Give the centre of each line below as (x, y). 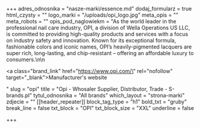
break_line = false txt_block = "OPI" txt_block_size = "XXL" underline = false (100, 108)
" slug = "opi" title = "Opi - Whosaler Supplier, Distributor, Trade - (87, 89)
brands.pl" (19, 95)
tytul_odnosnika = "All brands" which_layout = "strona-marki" (109, 95)
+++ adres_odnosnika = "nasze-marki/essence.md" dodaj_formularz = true (99, 9)
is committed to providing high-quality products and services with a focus (97, 34)
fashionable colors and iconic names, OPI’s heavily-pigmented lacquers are (99, 47)
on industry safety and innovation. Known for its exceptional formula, (91, 40)
